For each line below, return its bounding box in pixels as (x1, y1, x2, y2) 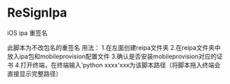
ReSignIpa (7, 5, 67, 21)
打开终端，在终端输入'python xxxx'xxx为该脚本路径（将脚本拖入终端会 (20, 60, 221, 69)
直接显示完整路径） (7, 69, 62, 78)
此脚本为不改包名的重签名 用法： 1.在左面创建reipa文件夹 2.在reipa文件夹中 (7, 43, 221, 51)
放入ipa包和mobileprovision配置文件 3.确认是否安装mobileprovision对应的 (7, 52, 217, 60)
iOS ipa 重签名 (7, 28, 48, 37)
